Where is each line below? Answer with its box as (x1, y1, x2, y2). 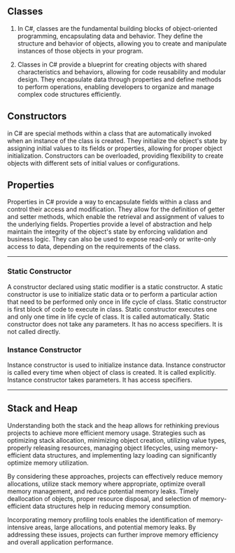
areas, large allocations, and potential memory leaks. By (34, 523, 197, 531)
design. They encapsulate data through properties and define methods (17, 75, 222, 84)
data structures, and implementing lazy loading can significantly (32, 451, 217, 459)
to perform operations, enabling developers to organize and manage (17, 82, 215, 91)
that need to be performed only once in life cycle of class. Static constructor (7, 298, 227, 306)
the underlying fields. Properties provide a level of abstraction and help (7, 220, 212, 229)
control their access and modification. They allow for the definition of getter (7, 205, 225, 213)
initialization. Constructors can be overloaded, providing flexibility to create (7, 151, 224, 160)
